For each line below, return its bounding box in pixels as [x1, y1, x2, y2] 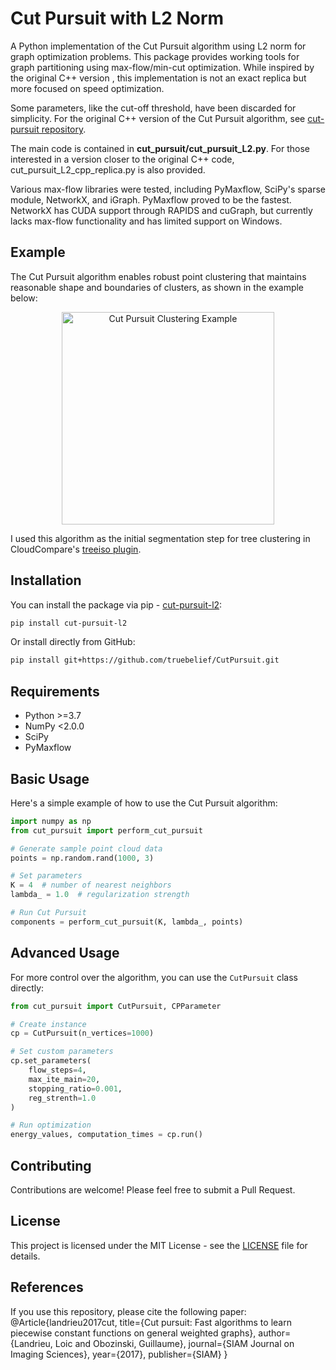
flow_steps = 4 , [28, 1065, 87, 1075]
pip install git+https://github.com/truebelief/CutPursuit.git [10, 655, 280, 666]
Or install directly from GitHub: [10, 636, 136, 648]
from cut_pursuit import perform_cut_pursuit [10, 825, 203, 836]
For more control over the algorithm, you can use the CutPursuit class [10, 971, 298, 983]
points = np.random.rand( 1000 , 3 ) [10, 853, 155, 863]
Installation [10, 572, 82, 589]
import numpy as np [10, 816, 92, 826]
